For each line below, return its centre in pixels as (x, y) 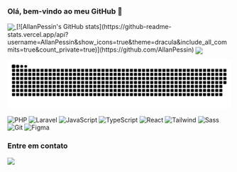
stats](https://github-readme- (128, 27)
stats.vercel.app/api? (38, 35)
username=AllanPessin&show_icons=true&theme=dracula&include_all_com (117, 42)
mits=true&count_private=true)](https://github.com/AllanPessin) (101, 50)
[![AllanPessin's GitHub (50, 27)
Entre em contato (38, 146)
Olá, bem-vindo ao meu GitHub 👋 (65, 11)
